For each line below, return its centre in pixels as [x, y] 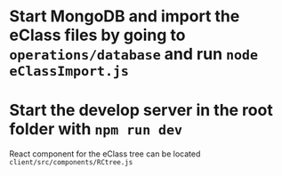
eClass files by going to [97, 35]
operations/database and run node [134, 54]
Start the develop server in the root [141, 111]
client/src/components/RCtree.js [71, 163]
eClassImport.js [69, 72]
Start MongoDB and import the [125, 16]
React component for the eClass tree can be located [105, 154]
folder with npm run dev [96, 129]
